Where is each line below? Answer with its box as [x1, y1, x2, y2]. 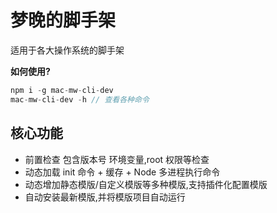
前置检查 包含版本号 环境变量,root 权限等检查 [24, 153, 210, 165]
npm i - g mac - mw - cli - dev [10, 85, 114, 95]
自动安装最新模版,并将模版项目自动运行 [24, 191, 186, 203]
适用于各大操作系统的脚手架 [10, 44, 125, 56]
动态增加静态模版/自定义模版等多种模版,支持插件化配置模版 [24, 178, 268, 190]
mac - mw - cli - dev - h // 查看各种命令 [10, 94, 150, 105]
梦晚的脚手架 [10, 9, 117, 32]
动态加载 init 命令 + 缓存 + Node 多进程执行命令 [24, 166, 221, 178]
